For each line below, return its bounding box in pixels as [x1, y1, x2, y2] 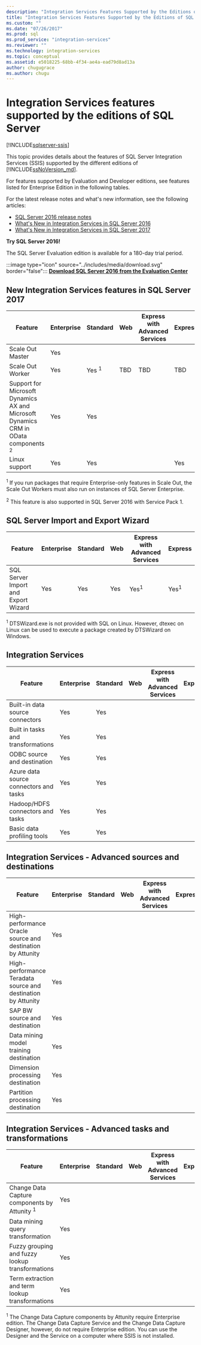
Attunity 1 [9, 1206, 36, 1216]
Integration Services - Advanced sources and [6, 852, 179, 862]
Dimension [9, 1063, 39, 1072]
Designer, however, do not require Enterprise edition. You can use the [6, 1326, 178, 1333]
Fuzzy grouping [9, 1242, 53, 1250]
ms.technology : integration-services [6, 48, 100, 54]
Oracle [9, 927, 28, 935]
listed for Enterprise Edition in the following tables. [6, 184, 130, 191]
